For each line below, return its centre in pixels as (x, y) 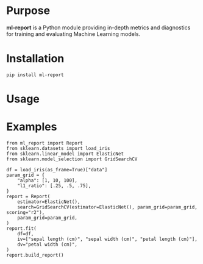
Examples (32, 127)
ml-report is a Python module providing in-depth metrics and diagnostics (98, 27)
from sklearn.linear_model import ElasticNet (65, 154)
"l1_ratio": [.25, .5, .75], (54, 186)
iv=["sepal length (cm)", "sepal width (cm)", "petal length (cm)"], (108, 239)
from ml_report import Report (45, 143)
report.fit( (21, 229)
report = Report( (28, 196)
